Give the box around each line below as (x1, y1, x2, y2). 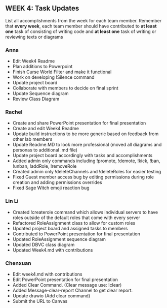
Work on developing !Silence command (12, 74, 95, 80)
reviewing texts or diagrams (5, 34, 63, 40)
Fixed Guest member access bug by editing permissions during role (12, 174, 154, 180)
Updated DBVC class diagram (12, 241, 75, 248)
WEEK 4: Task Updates (5, 4, 79, 13)
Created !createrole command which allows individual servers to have (12, 209, 158, 215)
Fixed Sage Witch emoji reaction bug (12, 185, 90, 191)
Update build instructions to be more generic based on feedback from (12, 131, 159, 137)
